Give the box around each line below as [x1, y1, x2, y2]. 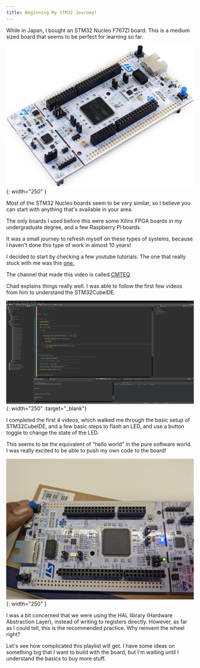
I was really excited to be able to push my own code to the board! [6, 447, 167, 454]
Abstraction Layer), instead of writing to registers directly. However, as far [6, 618, 187, 625]
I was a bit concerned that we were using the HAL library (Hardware [6, 612, 173, 619]
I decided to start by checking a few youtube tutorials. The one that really [6, 253, 186, 260]
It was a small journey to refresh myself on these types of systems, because [6, 235, 193, 242]
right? [6, 631, 21, 638]
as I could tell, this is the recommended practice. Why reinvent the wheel [6, 625, 185, 631]
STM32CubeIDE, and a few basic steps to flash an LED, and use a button [6, 423, 185, 430]
